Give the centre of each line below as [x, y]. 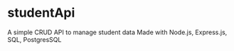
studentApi [41, 13]
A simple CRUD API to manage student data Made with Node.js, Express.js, [117, 32]
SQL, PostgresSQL [34, 39]
